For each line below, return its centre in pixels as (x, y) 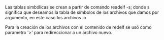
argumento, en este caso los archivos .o (46, 18)
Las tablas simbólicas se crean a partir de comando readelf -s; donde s (77, 7)
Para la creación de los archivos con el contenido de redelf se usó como (78, 27)
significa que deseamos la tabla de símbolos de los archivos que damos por (82, 12)
